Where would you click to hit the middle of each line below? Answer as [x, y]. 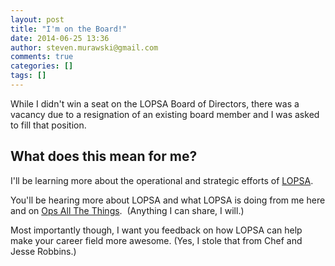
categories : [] [42, 66]
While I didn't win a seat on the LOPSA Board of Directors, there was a [155, 103]
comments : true [42, 57]
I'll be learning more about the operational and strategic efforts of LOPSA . [162, 180]
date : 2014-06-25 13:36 [60, 38]
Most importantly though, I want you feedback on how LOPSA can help [156, 230]
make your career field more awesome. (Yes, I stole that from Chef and [156, 240]
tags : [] [28, 76]
